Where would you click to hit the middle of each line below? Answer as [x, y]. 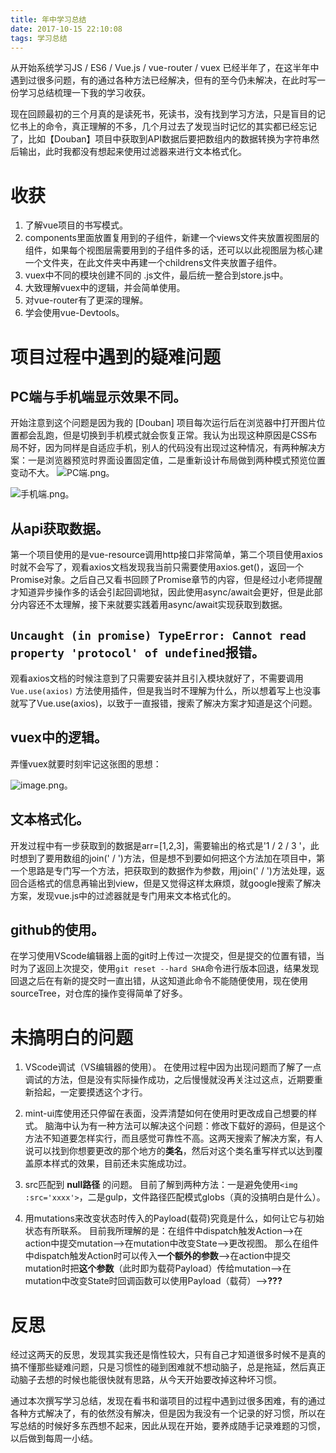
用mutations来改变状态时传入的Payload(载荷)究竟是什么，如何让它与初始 [174, 1218]
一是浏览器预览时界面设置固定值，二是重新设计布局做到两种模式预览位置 [176, 460]
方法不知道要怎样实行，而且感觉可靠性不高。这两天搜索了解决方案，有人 [173, 1138]
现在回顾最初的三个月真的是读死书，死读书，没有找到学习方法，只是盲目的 [163, 114]
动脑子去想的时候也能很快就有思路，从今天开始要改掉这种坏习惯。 [146, 1380]
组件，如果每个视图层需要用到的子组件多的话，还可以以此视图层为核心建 [173, 250]
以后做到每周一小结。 [54, 1438]
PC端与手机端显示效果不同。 [98, 396]
